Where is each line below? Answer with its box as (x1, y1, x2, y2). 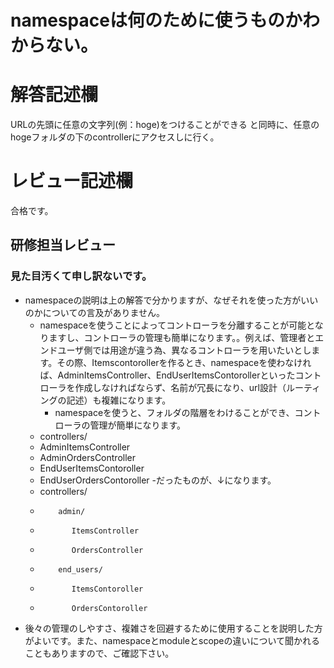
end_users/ (58, 564, 103, 575)
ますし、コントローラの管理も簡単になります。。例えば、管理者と (48, 331, 316, 343)
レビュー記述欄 (10, 170, 134, 193)
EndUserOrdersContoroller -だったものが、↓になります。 (39, 474, 277, 486)
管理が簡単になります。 (89, 419, 186, 431)
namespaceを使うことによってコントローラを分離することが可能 (39, 319, 307, 331)
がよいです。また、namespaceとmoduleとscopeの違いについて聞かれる (24, 634, 321, 646)
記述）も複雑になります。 (66, 394, 172, 406)
